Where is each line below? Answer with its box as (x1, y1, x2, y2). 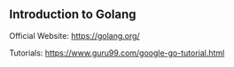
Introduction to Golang (9, 7, 136, 22)
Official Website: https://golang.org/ (9, 30, 140, 41)
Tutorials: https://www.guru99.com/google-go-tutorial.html (9, 48, 225, 58)
